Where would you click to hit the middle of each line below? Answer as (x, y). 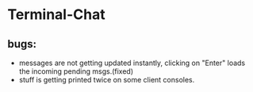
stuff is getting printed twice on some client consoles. (107, 80)
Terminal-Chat (56, 15)
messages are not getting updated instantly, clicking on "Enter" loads (132, 63)
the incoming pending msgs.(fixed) (76, 71)
